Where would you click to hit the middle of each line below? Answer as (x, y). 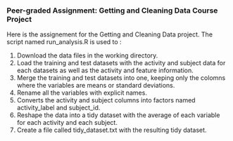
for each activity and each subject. (67, 123)
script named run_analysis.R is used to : (64, 42)
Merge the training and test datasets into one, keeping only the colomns (121, 78)
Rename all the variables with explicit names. (82, 93)
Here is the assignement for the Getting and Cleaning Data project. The (109, 34)
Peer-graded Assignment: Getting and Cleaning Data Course (112, 11)
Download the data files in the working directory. (87, 55)
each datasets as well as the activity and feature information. (105, 70)
